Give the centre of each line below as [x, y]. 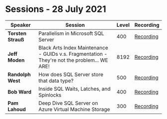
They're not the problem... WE [73, 60]
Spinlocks [50, 95]
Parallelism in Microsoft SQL [71, 33]
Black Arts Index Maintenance [73, 47]
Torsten [17, 33]
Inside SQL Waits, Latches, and [75, 89]
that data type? [56, 81]
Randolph [19, 74]
